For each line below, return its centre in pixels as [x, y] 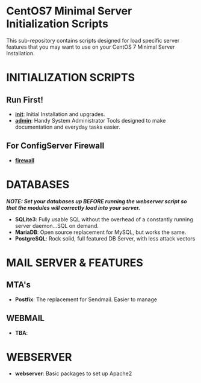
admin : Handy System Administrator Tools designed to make [90, 120]
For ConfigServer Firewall [55, 146]
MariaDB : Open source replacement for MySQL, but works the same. [100, 232]
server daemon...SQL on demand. [57, 225]
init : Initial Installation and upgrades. [60, 114]
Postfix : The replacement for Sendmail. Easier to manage [86, 299]
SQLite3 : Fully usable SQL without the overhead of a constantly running [104, 219]
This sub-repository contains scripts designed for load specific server [93, 40]
